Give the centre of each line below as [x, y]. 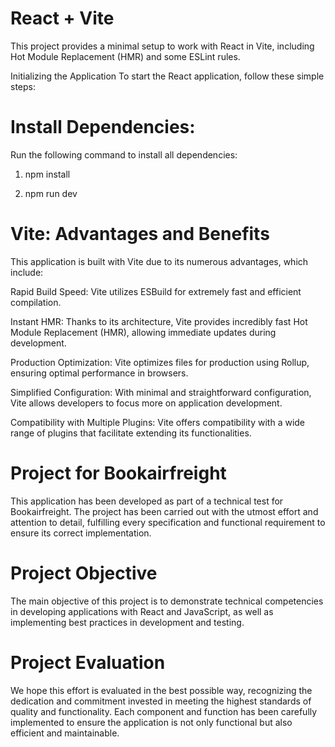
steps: [23, 86]
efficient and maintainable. [65, 733]
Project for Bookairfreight [118, 473]
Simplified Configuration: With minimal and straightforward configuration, [161, 392]
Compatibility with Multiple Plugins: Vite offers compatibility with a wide [158, 422]
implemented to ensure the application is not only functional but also [151, 722]
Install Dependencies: [103, 127]
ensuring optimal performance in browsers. [99, 373]
